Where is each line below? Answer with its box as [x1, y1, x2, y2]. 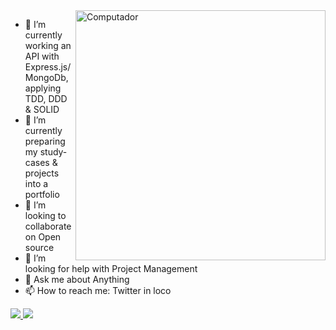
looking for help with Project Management [24, 263, 198, 274]
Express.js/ [24, 61, 72, 73]
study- [39, 146, 68, 158]
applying [24, 82, 62, 94]
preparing [24, 135, 66, 147]
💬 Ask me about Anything [24, 274, 130, 285]
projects [24, 167, 60, 179]
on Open [24, 231, 62, 243]
